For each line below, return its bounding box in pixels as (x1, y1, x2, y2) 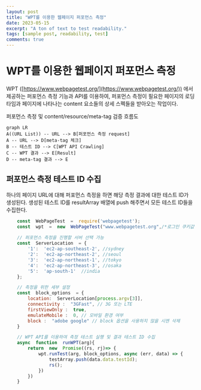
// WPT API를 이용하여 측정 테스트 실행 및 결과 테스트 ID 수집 (17, 334, 156, 340)
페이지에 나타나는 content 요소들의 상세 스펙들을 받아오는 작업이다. (22, 100, 178, 107)
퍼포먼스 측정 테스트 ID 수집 (6, 174, 102, 184)
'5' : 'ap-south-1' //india (28, 268, 100, 274)
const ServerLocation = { (17, 240, 87, 246)
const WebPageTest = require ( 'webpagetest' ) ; (17, 218, 141, 224)
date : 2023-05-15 (6, 20, 50, 26)
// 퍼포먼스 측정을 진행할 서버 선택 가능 (17, 234, 104, 241)
